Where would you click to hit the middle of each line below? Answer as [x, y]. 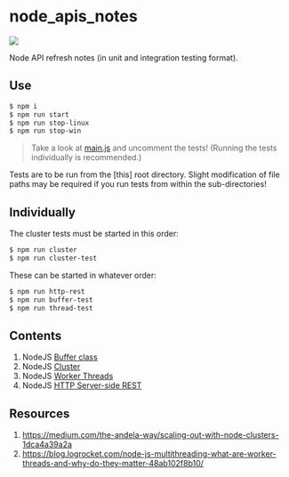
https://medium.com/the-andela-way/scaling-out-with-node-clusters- [150, 435]
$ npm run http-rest [48, 291]
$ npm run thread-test [51, 308]
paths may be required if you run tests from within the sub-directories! [138, 184]
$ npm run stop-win [45, 131]
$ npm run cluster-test [53, 258]
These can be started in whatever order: [83, 275]
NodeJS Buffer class [60, 357]
